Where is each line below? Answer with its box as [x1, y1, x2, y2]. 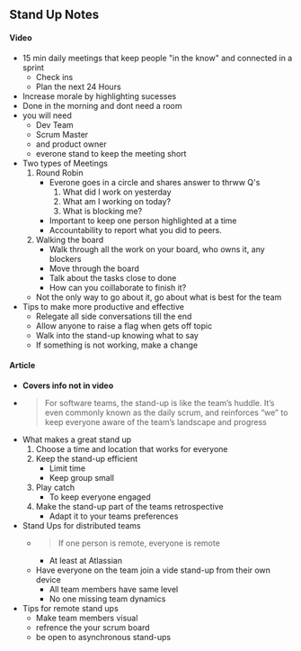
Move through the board [49, 263, 139, 274]
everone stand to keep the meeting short [35, 148, 187, 158]
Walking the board [35, 234, 104, 245]
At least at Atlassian [49, 555, 123, 565]
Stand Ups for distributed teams [22, 520, 141, 530]
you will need [22, 110, 72, 121]
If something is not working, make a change [35, 339, 199, 350]
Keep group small [49, 472, 115, 483]
